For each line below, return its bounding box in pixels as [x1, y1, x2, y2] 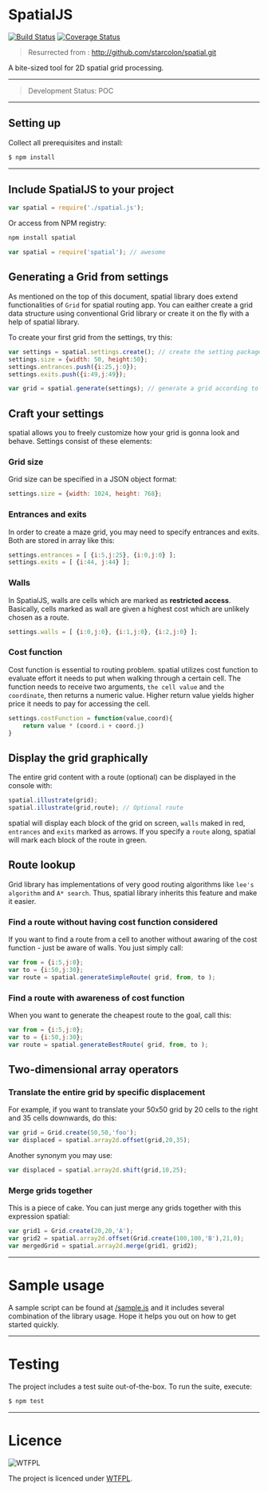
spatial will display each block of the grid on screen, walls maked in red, [8, 818, 246, 827]
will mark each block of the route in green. [8, 835, 148, 844]
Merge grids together [8, 1184, 93, 1196]
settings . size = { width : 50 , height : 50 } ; [8, 355, 148, 363]
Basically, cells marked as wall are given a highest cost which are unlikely [8, 604, 250, 613]
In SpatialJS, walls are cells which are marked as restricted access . [8, 595, 231, 605]
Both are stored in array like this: [8, 535, 115, 545]
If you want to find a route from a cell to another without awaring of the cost [8, 934, 258, 944]
